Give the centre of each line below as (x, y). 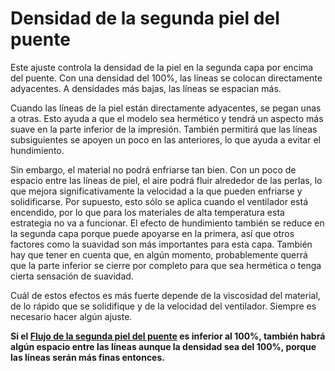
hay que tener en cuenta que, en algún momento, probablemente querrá (159, 254)
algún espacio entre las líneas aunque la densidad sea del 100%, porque (163, 346)
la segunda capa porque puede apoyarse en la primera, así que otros (152, 233)
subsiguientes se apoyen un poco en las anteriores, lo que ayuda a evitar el (165, 139)
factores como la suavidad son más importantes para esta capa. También (161, 244)
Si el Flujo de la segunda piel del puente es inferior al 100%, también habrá (168, 336)
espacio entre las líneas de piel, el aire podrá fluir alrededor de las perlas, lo (166, 180)
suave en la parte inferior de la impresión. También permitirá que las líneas (164, 129)
